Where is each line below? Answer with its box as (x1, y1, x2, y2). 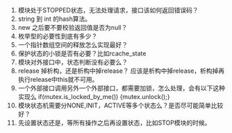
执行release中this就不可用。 (17, 76, 99, 83)
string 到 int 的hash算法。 (17, 15, 92, 23)
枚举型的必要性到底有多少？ (17, 32, 98, 40)
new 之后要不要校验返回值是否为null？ (17, 24, 128, 31)
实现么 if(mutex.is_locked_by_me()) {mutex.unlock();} (17, 93, 170, 100)
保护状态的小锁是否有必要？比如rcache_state (17, 49, 147, 57)
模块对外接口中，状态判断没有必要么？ (17, 58, 128, 66)
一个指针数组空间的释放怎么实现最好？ (17, 41, 128, 48)
